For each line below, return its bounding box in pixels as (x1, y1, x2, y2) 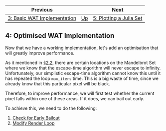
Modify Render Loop (12, 120, 55, 126)
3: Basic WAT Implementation (7, 15, 76, 21)
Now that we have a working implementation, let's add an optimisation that (5, 45, 159, 51)
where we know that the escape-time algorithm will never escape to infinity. (5, 65, 161, 71)
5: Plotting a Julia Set (93, 15, 143, 21)
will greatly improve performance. (5, 50, 75, 56)
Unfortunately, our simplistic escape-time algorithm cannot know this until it (5, 70, 161, 76)
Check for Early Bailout (12, 115, 60, 121)
